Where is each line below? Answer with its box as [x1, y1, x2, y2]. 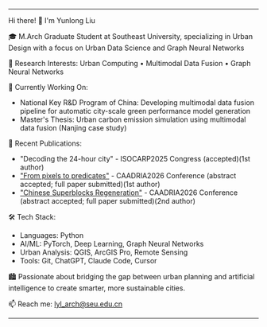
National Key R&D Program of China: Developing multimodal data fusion [19, 98, 255, 107]
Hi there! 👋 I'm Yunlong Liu [8, 16, 95, 25]
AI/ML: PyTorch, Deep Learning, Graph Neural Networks [19, 239, 204, 248]
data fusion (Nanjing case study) [19, 123, 127, 132]
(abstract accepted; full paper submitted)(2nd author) [19, 197, 196, 205]
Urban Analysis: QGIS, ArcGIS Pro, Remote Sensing [19, 247, 188, 257]
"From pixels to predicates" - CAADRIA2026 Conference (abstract [19, 171, 237, 180]
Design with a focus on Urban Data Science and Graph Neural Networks [8, 43, 245, 53]
